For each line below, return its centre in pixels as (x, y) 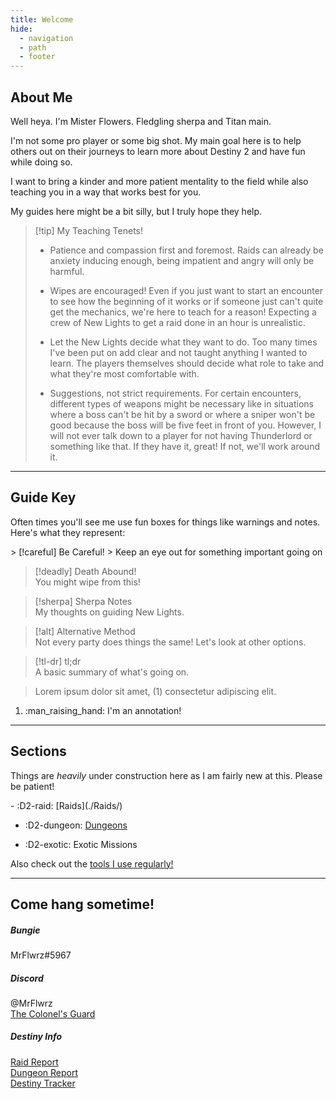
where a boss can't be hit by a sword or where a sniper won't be (182, 414)
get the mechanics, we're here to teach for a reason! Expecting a (183, 312)
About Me (41, 97)
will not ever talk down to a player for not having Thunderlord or (181, 435)
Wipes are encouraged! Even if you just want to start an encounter (186, 290)
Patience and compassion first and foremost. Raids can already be (186, 250)
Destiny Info (36, 1037)
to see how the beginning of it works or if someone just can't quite (186, 301)
